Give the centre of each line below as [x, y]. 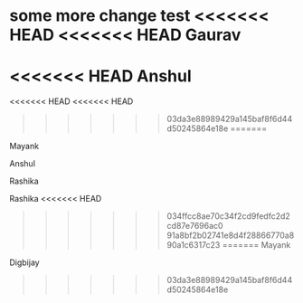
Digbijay [24, 262]
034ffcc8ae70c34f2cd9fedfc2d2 [229, 216]
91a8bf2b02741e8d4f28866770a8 [231, 235]
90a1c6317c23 [194, 245]
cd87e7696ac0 [195, 226]
